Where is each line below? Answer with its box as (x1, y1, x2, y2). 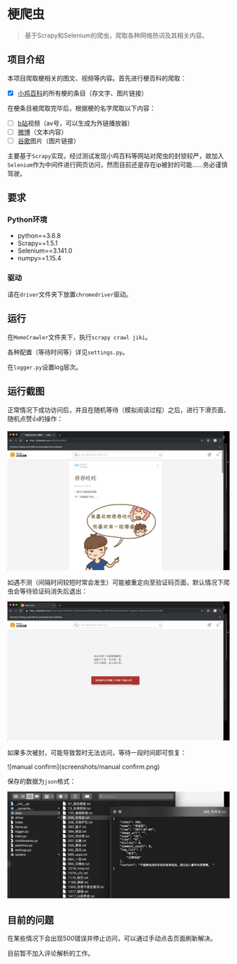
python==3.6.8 (17, 231, 61, 240)
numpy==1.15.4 (17, 253, 61, 262)
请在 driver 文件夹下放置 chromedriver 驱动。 (7, 290, 133, 299)
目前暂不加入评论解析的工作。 (7, 949, 94, 958)
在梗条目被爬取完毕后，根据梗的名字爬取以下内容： (7, 104, 156, 112)
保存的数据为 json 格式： (7, 777, 76, 785)
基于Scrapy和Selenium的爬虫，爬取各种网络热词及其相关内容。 (24, 31, 208, 40)
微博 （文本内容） (17, 128, 68, 136)
